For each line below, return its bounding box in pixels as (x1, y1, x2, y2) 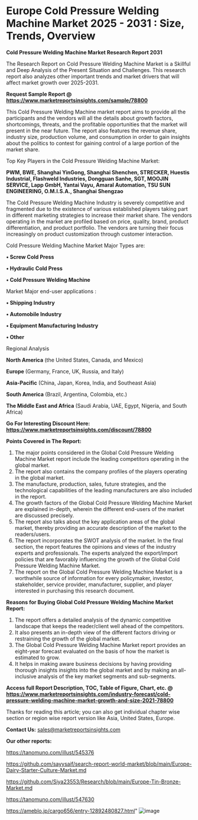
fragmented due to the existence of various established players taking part (6, 205, 188, 212)
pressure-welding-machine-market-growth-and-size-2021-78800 (6, 697, 174, 704)
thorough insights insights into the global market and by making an (14, 666, 177, 673)
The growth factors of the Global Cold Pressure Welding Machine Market (14, 499, 192, 506)
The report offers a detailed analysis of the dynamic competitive (14, 616, 171, 623)
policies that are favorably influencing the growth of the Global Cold (14, 555, 180, 562)
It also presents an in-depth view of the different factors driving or (14, 629, 176, 636)
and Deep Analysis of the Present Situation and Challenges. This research (6, 66, 186, 73)
